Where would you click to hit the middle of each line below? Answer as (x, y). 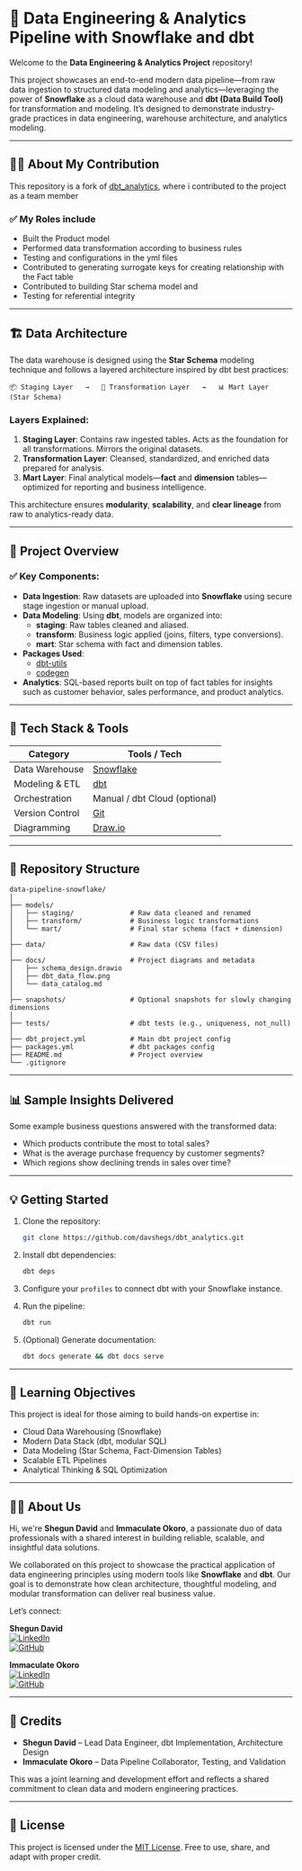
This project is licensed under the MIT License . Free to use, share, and (140, 1847)
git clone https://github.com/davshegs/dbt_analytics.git (133, 1238)
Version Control (47, 813)
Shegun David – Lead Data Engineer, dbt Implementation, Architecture (152, 1743)
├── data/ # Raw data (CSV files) (114, 945)
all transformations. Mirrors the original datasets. (113, 449)
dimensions (30, 1008)
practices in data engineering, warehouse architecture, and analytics (160, 118)
